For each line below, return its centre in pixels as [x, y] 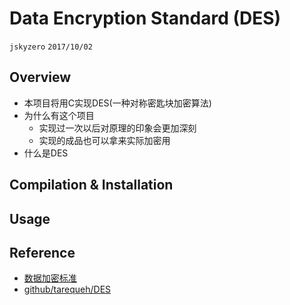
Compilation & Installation [91, 185]
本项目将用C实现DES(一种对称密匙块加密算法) [117, 103]
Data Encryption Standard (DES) [145, 18]
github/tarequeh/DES [67, 289]
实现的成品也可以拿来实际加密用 [104, 140]
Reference [42, 252]
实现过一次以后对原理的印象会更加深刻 [117, 128]
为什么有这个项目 [59, 115]
